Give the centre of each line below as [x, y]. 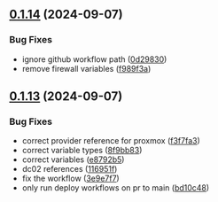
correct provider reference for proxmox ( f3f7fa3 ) [111, 141]
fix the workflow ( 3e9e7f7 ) [70, 179]
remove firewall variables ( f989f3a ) [86, 68]
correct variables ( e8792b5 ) [73, 159]
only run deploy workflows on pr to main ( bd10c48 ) [116, 188]
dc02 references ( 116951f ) [70, 169]
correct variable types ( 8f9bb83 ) [82, 151]
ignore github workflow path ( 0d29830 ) [94, 59]
